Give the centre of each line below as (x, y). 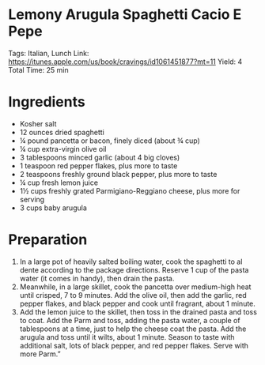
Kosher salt (38, 123)
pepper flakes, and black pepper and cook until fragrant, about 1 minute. (137, 303)
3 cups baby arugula (53, 208)
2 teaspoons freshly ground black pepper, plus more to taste (118, 174)
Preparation (48, 240)
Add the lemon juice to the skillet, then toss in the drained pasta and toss (138, 312)
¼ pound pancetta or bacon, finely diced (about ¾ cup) (110, 141)
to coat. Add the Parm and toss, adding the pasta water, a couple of (130, 320)
